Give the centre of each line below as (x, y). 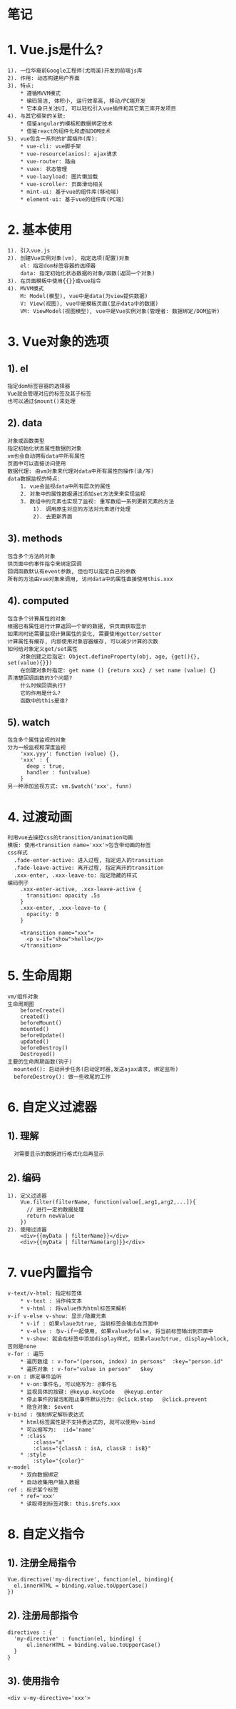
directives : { (30, 1632)
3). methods (35, 539)
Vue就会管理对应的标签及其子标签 (49, 394)
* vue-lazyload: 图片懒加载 (59, 177)
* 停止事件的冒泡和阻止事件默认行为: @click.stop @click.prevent (114, 1399)
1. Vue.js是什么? (55, 50)
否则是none (22, 1346)
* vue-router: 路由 (48, 162)
